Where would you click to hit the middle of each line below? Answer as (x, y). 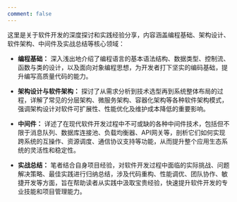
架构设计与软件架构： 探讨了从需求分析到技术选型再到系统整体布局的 (117, 91)
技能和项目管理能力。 (55, 191)
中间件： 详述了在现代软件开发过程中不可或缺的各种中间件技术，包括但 (120, 123)
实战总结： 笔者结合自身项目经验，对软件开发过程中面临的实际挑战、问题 (123, 165)
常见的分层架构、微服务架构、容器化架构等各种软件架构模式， (138, 100)
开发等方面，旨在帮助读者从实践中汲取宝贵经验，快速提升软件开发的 (123, 182)
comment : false (30, 14)
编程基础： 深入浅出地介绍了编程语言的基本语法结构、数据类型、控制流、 (123, 58)
